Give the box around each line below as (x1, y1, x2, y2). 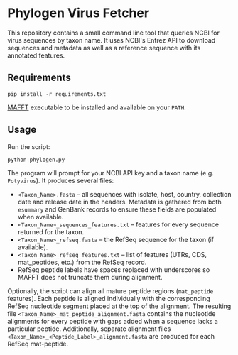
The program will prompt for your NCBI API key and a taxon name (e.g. (7, 168, 215, 177)
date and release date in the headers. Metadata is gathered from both (17, 197, 222, 206)
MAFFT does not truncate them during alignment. (17, 273, 163, 281)
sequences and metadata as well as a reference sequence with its (7, 43, 201, 52)
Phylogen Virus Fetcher (7, 5, 150, 21)
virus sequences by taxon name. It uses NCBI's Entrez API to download (7, 35, 216, 44)
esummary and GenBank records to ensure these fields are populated (17, 204, 217, 214)
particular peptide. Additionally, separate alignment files (7, 324, 171, 333)
